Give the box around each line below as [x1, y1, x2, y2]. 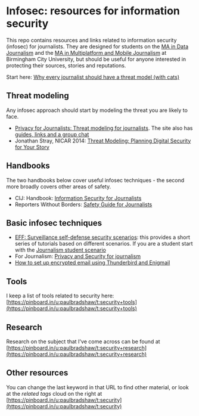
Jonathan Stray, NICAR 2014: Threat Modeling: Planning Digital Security [14, 137, 191, 144]
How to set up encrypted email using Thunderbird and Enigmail [14, 259, 170, 266]
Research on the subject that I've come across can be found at [6, 338, 160, 345]
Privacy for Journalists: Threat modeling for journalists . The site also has [14, 124, 193, 132]
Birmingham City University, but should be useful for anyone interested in [6, 55, 186, 63]
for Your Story [14, 143, 49, 150]
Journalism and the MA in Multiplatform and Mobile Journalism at [6, 49, 167, 56]
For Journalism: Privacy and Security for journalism [14, 253, 141, 260]
